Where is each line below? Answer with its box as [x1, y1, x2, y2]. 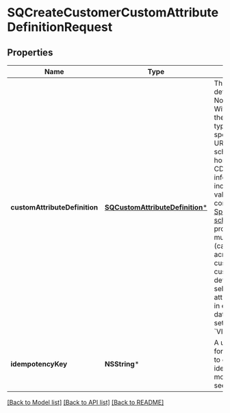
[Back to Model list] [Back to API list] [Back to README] [7, 399, 164, 406]
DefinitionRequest [7, 19, 113, 35]
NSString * [104, 360, 140, 368]
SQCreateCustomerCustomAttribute [7, 5, 219, 21]
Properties [7, 47, 53, 58]
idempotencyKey [10, 360, 68, 368]
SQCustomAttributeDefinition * [104, 203, 207, 212]
